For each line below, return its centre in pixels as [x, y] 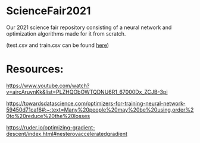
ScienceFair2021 [49, 11]
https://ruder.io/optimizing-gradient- [51, 127]
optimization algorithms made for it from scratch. [66, 33]
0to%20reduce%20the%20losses [48, 116]
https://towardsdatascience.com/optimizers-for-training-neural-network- [96, 103]
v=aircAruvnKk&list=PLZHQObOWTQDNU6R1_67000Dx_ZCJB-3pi [87, 92]
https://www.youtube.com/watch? [48, 85]
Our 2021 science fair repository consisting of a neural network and [89, 27]
